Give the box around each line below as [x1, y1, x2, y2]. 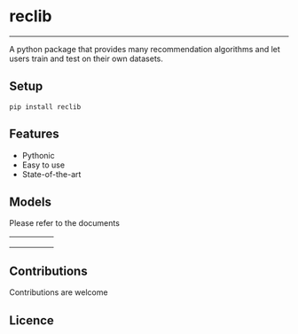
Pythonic [21, 150, 55, 160]
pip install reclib [9, 102, 82, 112]
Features [9, 127, 59, 142]
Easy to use [21, 159, 65, 170]
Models [9, 194, 51, 209]
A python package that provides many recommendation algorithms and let [9, 43, 281, 54]
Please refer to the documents [9, 218, 120, 229]
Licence [9, 313, 55, 328]
